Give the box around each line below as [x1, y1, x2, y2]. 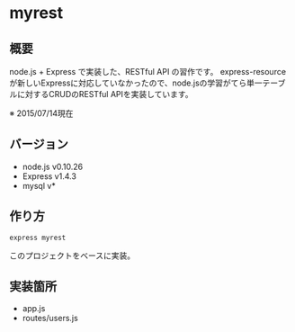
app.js [22, 303, 46, 314]
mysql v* [22, 180, 56, 191]
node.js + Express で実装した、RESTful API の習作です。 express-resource [9, 67, 286, 76]
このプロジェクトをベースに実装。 [9, 250, 136, 261]
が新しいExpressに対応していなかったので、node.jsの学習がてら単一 [9, 77, 263, 88]
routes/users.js [22, 313, 78, 324]
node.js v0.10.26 [22, 161, 84, 172]
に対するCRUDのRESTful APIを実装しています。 [16, 89, 193, 99]
